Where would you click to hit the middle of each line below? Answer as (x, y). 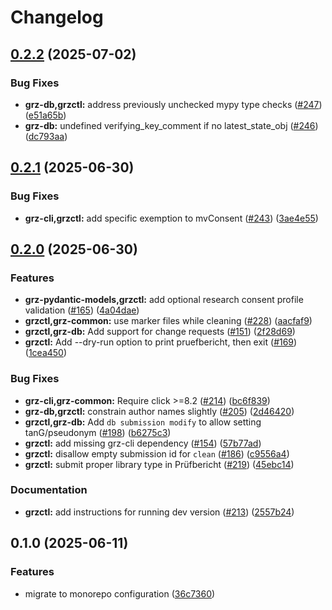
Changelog (57, 17)
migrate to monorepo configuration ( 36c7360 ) (120, 593)
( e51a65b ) (45, 115)
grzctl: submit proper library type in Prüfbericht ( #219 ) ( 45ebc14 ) (159, 464)
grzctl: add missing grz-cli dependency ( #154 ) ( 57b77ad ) (143, 443)
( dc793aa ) (46, 136)
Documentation (49, 490)
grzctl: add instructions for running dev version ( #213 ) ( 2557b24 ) (159, 512)
